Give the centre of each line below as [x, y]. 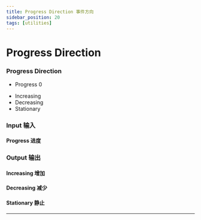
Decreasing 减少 [27, 188]
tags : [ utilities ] [29, 23]
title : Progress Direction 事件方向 [50, 12]
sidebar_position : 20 [33, 17]
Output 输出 [23, 158]
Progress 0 [28, 84]
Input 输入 [21, 125]
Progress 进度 [24, 141]
